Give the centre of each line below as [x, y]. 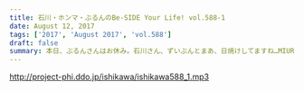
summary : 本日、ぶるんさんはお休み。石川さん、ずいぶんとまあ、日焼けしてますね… [144, 51]
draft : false [34, 43]
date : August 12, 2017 [52, 26]
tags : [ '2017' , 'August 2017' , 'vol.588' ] [90, 34]
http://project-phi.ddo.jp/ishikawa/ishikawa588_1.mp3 [109, 77]
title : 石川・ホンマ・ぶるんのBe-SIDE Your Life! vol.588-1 [118, 18]
